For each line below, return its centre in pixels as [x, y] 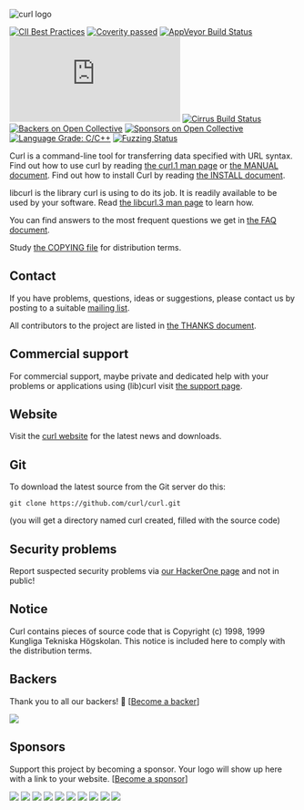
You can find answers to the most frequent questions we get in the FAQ [143, 220]
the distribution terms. [51, 651]
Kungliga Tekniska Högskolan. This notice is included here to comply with [147, 641]
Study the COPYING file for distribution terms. [96, 247]
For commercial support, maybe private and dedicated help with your [139, 376]
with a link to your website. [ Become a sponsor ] [99, 778]
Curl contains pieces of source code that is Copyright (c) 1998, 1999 [137, 631]
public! [22, 581]
